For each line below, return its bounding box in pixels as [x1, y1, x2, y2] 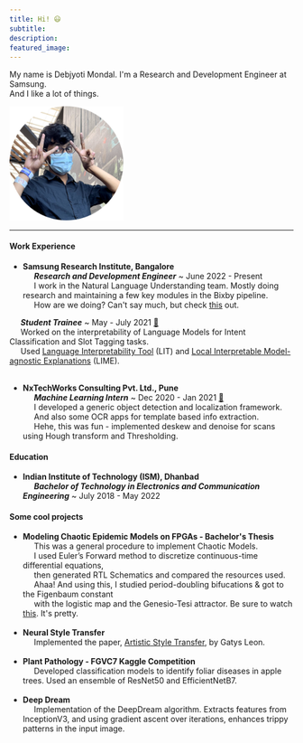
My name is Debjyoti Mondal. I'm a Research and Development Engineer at [9, 69, 287, 80]
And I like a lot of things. [9, 89, 99, 99]
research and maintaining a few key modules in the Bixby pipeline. [22, 290, 269, 301]
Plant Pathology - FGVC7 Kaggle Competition [22, 656, 196, 667]
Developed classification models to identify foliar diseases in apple [33, 665, 282, 677]
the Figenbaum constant [22, 588, 114, 600]
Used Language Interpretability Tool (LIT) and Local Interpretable [20, 346, 262, 357]
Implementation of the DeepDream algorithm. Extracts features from [33, 704, 287, 715]
